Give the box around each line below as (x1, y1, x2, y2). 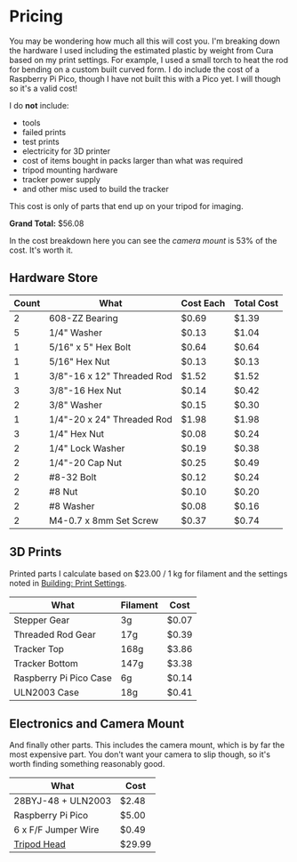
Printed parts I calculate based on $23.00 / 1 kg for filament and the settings (9, 568, 288, 579)
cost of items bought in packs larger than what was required (21, 155, 244, 165)
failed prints (21, 126, 67, 137)
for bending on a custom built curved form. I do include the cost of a (9, 64, 260, 75)
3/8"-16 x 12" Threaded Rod (48, 369, 173, 382)
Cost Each (181, 296, 226, 309)
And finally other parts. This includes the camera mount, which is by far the (9, 740, 285, 751)
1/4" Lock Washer (48, 442, 125, 455)
